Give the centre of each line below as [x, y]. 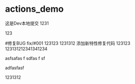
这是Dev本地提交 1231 [27, 23]
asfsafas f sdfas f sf [25, 58]
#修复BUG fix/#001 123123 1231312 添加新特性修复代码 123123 [68, 43]
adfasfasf [15, 68]
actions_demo [34, 9]
